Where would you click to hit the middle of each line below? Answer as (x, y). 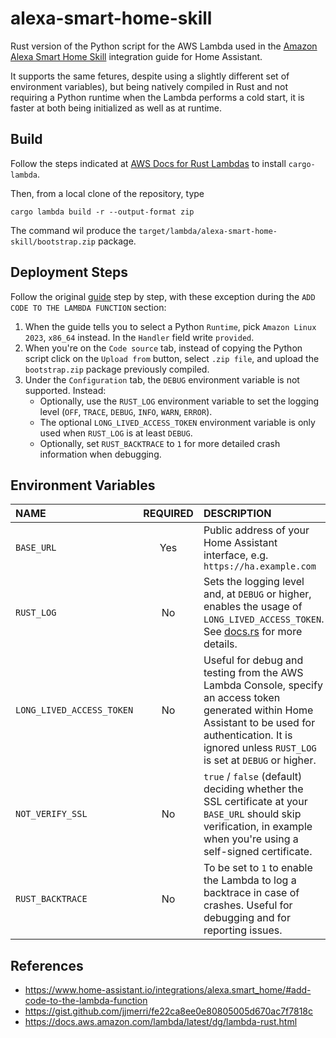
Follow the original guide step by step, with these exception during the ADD (163, 296)
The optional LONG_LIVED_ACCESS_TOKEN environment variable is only (177, 422)
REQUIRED (168, 514)
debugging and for (247, 918)
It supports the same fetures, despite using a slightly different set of (150, 76)
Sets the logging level (254, 582)
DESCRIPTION (237, 514)
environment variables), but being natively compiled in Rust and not (149, 86)
